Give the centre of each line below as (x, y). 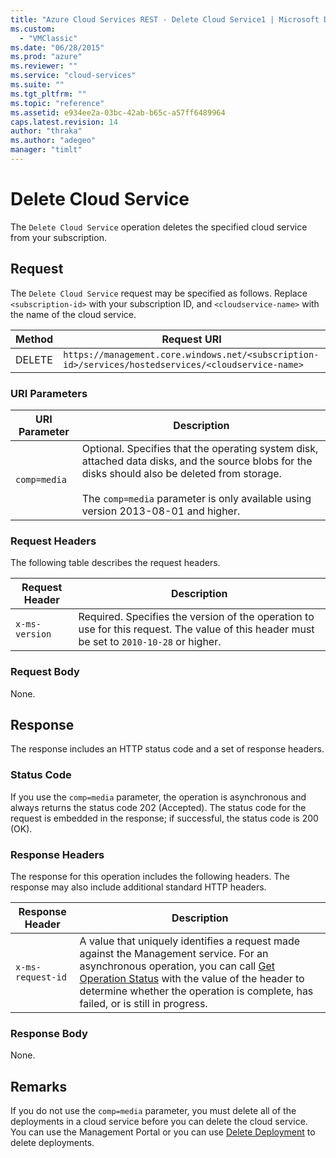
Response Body (49, 1033)
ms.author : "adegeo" (53, 141)
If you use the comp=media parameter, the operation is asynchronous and (158, 797)
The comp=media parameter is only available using (196, 498)
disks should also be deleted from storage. (181, 473)
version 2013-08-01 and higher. (161, 511)
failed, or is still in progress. (143, 1003)
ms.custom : (33, 29)
